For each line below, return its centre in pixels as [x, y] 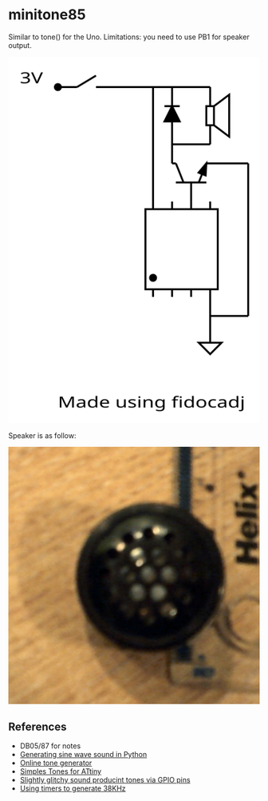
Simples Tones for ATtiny [61, 771]
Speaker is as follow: [42, 436]
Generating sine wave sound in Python [83, 754]
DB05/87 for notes [50, 746]
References [37, 726]
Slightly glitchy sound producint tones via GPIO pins [105, 779]
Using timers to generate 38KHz [73, 788]
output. [20, 45]
